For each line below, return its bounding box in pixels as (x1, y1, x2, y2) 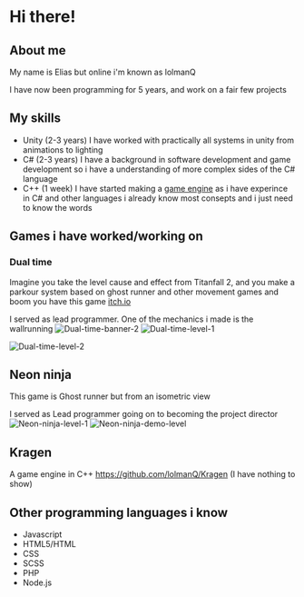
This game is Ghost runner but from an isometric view (9, 391, 211, 402)
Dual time (9, 256, 53, 269)
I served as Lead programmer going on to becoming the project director (9, 409, 279, 420)
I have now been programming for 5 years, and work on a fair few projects (9, 85, 288, 95)
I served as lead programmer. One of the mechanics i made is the (9, 313, 254, 324)
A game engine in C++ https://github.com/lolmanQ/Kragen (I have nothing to (9, 469, 296, 480)
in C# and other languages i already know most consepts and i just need (22, 193, 293, 204)
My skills (9, 111, 62, 126)
